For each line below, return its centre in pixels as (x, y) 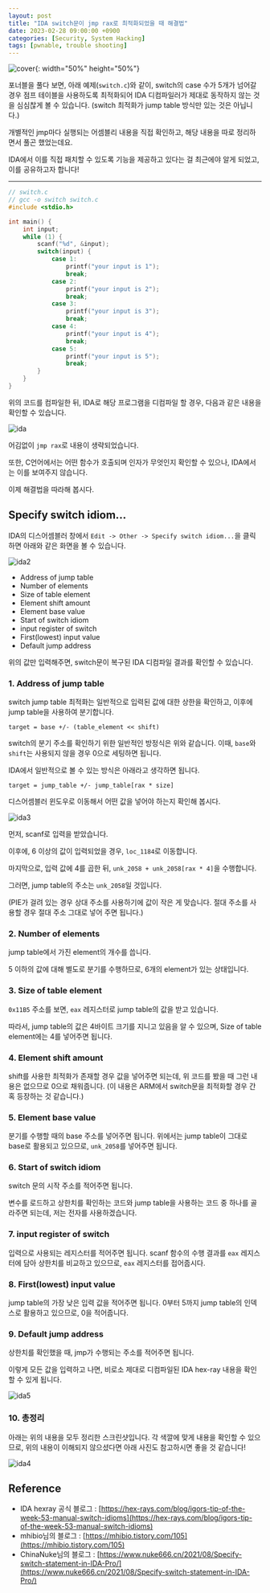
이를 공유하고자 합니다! (44, 170)
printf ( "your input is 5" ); (112, 356)
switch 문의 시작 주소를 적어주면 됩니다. (70, 1186)
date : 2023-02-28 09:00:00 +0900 (64, 31)
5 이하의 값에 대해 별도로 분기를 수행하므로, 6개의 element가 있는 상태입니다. (129, 969)
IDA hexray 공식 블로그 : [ (61, 1509)
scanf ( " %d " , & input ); (74, 244)
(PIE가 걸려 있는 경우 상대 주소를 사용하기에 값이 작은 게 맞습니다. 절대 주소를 (128, 902)
